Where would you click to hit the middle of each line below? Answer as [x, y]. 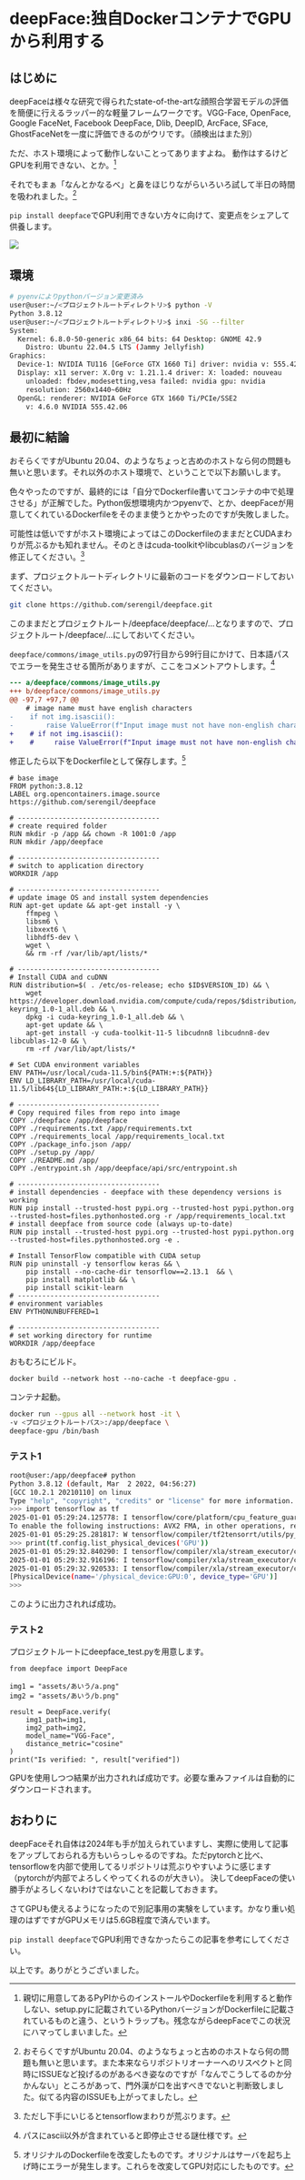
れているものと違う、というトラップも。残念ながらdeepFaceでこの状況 [156, 2021]
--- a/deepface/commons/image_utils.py [85, 683]
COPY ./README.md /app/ [54, 1161]
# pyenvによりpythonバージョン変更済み [76, 297]
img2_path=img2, [57, 1728]
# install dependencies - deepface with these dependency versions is [146, 1193]
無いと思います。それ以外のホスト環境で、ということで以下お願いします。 [148, 472]
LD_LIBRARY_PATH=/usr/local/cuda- [91, 1081]
